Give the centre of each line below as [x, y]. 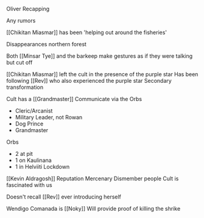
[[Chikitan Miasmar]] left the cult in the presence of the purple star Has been [102, 74]
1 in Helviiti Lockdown [42, 167]
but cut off [19, 62]
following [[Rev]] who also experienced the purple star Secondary [89, 81]
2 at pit [24, 154]
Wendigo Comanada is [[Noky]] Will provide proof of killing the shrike [93, 209]
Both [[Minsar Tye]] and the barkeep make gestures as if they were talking [100, 56]
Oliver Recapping [28, 9]
